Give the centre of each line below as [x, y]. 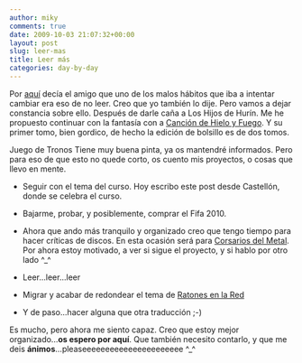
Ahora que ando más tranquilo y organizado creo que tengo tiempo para [156, 230]
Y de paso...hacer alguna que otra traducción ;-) [112, 312]
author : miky [34, 18]
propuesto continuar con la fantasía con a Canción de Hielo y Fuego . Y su [146, 122]
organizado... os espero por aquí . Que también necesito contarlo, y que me [148, 339]
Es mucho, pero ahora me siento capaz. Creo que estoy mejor [124, 330]
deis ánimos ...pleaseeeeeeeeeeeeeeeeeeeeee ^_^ [103, 349]
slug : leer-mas [38, 51]
